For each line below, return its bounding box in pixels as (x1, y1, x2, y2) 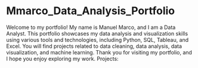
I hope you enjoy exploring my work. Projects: (6, 55, 119, 62)
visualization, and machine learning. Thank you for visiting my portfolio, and (6, 48, 193, 56)
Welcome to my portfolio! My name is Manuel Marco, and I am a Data (6, 24, 176, 31)
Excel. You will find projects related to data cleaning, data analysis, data (6, 43, 182, 50)
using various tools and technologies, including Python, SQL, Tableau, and (6, 36, 189, 43)
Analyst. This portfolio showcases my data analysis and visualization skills (6, 30, 188, 37)
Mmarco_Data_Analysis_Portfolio (6, 4, 175, 18)
